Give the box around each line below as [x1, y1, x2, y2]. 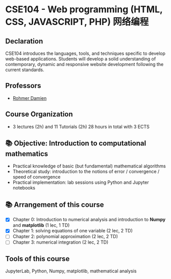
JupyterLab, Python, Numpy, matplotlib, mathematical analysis [5, 268, 137, 274]
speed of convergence [12, 174, 61, 180]
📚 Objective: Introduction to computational [5, 139, 146, 148]
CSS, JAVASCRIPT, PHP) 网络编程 [5, 16, 149, 28]
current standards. [5, 67, 44, 73]
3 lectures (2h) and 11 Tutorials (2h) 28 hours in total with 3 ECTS [12, 123, 150, 130]
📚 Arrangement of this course [5, 200, 104, 209]
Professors [5, 81, 41, 90]
